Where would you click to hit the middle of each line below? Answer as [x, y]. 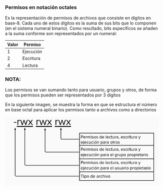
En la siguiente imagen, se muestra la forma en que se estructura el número [81, 105]
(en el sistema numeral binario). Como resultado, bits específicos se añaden [81, 28]
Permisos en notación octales [41, 7]
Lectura [30, 65]
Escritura [31, 58]
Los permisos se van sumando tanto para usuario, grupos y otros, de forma [81, 90]
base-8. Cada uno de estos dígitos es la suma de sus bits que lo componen [81, 23]
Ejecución [32, 52]
